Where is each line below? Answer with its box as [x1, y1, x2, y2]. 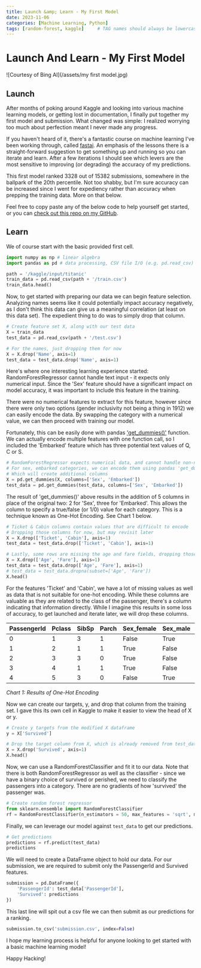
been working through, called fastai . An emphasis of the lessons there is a [6, 142, 189, 149]
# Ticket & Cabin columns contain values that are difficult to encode [6, 523, 188, 530]
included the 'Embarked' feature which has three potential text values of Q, [6, 442, 191, 449]
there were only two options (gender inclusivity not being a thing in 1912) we [6, 404, 194, 412]
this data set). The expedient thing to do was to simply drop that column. [6, 312, 185, 319]
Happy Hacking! [6, 955, 46, 962]
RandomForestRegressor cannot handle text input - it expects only [6, 374, 170, 381]
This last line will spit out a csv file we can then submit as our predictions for [6, 907, 194, 915]
